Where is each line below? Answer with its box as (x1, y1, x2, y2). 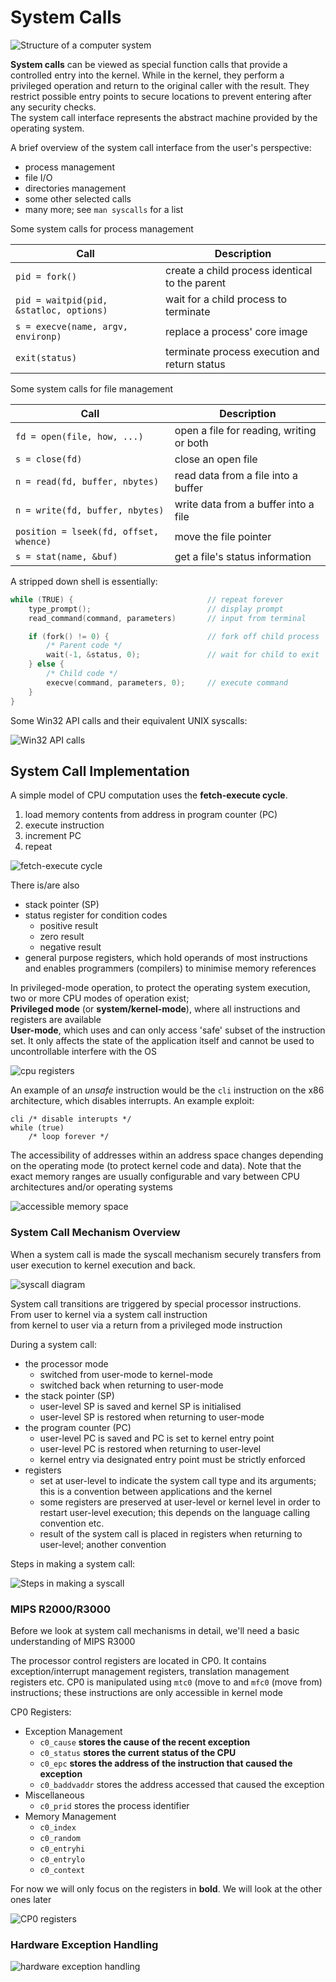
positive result (39, 920, 99, 932)
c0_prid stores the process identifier (39, 1799, 190, 1811)
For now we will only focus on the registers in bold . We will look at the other (10, 1882, 323, 1895)
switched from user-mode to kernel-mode (39, 1368, 213, 1380)
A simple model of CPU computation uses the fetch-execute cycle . (10, 789, 288, 801)
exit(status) (15, 352, 78, 363)
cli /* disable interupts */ (10, 1114, 132, 1125)
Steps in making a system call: (10, 1557, 136, 1570)
